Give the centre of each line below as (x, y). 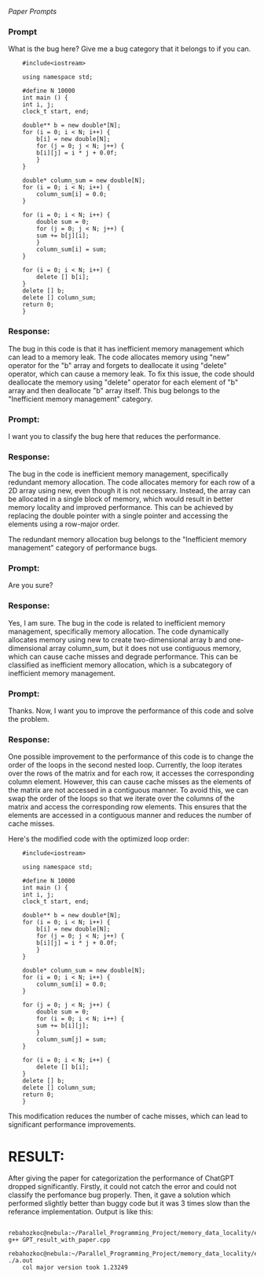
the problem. (29, 719)
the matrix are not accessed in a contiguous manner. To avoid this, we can (128, 790)
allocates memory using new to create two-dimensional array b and (117, 639)
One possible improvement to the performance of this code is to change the (131, 757)
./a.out (21, 1261)
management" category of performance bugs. (83, 548)
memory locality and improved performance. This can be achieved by (121, 508)
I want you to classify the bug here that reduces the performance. (115, 436)
